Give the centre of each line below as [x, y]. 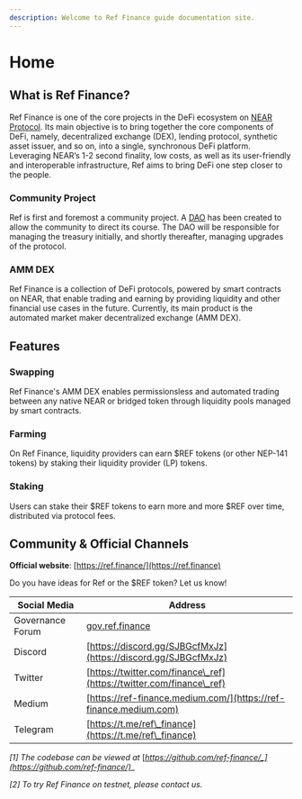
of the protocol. [38, 246]
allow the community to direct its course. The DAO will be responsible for [144, 227]
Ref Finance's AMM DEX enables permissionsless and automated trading [145, 391]
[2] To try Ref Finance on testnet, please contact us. [106, 785]
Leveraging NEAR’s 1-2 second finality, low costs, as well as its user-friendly [150, 155]
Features [35, 346]
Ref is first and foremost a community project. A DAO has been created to [146, 217]
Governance [40, 621]
